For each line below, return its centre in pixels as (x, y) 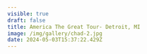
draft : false (27, 20)
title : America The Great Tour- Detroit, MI (74, 27)
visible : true (28, 14)
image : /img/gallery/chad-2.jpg (55, 33)
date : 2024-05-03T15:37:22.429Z (55, 40)
